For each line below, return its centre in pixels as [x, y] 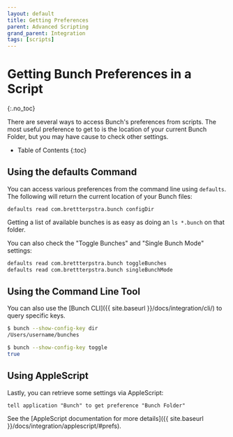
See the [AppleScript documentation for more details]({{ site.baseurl [105, 418]
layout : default [31, 14]
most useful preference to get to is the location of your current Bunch [107, 129]
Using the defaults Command [72, 172]
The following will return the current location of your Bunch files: [100, 196]
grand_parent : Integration [46, 33]
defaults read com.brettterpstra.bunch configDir [81, 209]
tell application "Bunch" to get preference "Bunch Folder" [97, 406]
